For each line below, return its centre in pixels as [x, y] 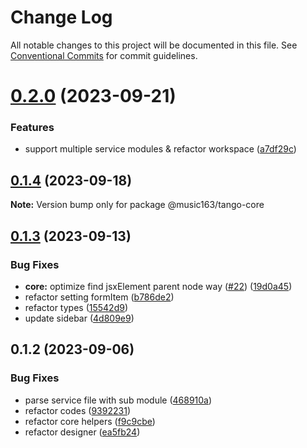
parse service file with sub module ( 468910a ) [118, 400]
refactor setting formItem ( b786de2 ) [99, 297]
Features [32, 128]
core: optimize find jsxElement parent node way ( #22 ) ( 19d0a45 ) [158, 286]
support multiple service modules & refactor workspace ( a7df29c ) [160, 149]
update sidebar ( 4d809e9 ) [79, 318]
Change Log [61, 17]
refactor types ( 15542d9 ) [76, 307]
